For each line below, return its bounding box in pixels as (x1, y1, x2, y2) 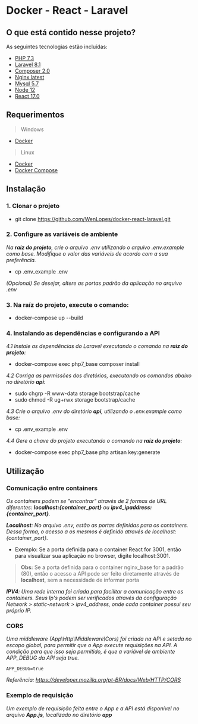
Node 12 (14, 86, 36, 93)
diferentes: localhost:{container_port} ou (6, 504, 110, 511)
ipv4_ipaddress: (111, 504, 152, 511)
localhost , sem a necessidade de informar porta (20, 576, 140, 584)
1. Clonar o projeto (6, 202, 60, 210)
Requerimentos (6, 110, 65, 120)
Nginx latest (14, 74, 45, 80)
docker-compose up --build (14, 314, 83, 322)
